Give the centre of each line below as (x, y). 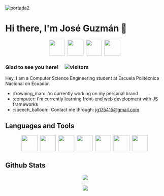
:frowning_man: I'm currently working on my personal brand (75, 94)
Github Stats (25, 165)
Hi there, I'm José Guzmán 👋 (66, 29)
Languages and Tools (40, 125)
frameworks (25, 104)
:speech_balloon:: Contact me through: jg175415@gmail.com (76, 110)
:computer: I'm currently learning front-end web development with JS (85, 99)
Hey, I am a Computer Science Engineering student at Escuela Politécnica (82, 78)
